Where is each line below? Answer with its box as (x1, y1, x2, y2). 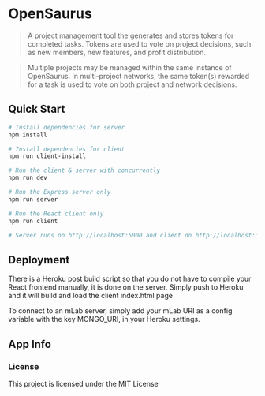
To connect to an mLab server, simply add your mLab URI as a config (8, 306, 233, 316)
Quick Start (8, 103, 65, 116)
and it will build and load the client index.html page (8, 291, 174, 301)
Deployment (8, 253, 70, 267)
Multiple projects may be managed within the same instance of (27, 62, 232, 72)
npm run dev (8, 174, 47, 182)
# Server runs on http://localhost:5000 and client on (8, 231, 192, 239)
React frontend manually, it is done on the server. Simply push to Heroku (8, 282, 244, 292)
